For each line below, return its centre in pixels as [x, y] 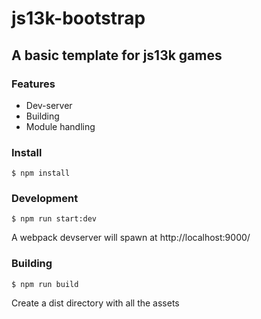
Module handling [60, 126]
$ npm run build [45, 284]
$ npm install [41, 173]
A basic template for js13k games [117, 55]
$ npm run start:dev [54, 219]
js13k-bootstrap [78, 18]
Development [45, 199]
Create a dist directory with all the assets [95, 303]
